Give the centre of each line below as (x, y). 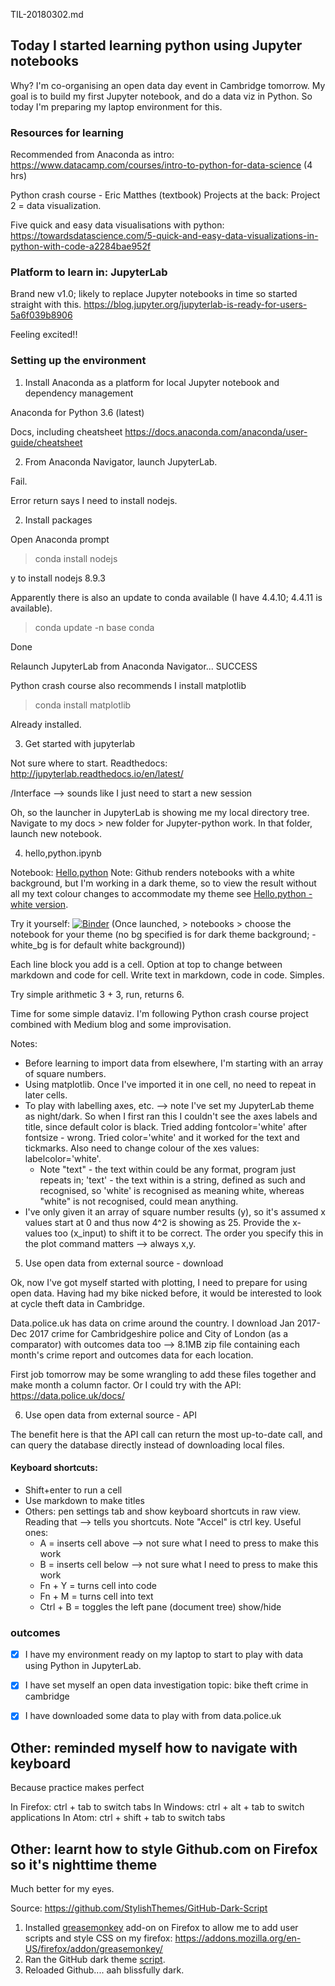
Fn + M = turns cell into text (96, 1596)
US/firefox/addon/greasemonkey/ (93, 1949)
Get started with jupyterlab (80, 743)
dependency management (79, 393)
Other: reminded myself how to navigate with (154, 1747)
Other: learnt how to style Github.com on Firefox (164, 1849)
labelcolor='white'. (63, 1158)
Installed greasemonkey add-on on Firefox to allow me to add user (161, 1928)
